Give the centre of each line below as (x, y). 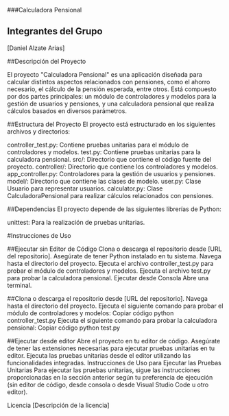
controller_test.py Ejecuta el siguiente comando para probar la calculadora (112, 320)
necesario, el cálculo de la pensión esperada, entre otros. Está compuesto (112, 89)
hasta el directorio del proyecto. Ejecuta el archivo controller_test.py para (110, 263)
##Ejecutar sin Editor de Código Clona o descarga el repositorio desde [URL (114, 249)
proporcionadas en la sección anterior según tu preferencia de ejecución (110, 377)
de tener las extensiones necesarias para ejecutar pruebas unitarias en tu (111, 348)
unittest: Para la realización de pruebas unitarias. (76, 222)
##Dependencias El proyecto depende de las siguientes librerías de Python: (114, 209)
